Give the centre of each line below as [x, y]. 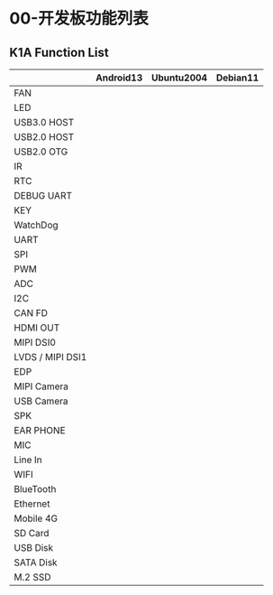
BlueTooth [35, 489]
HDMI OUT [37, 328]
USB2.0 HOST [44, 137]
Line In [28, 460]
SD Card [32, 533]
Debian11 [237, 78]
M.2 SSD [32, 577]
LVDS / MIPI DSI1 [50, 357]
